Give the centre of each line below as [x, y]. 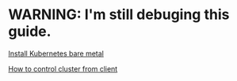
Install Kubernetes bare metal [56, 53]
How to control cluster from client [63, 68]
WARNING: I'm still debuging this [119, 15]
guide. [30, 31]
